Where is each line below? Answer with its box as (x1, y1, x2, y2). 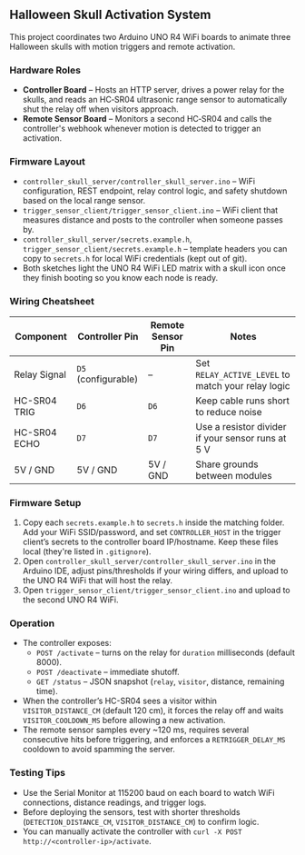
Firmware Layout (9, 155, 86, 168)
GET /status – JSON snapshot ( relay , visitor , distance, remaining (35, 676, 285, 687)
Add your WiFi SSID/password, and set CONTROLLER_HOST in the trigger (22, 527, 281, 537)
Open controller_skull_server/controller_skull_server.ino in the (22, 556, 277, 566)
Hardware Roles (9, 64, 82, 76)
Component (15, 330, 68, 343)
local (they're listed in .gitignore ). (22, 546, 152, 557)
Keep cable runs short (195, 394, 290, 407)
